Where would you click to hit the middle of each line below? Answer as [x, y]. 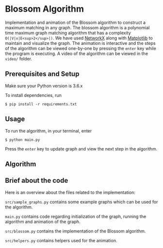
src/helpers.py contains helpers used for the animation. [61, 240]
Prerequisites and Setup [42, 74]
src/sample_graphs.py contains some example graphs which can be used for [82, 202]
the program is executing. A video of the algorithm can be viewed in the [77, 53]
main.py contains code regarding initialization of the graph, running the [76, 216]
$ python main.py [23, 140]
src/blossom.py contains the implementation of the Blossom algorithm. [75, 231]
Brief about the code [37, 181]
